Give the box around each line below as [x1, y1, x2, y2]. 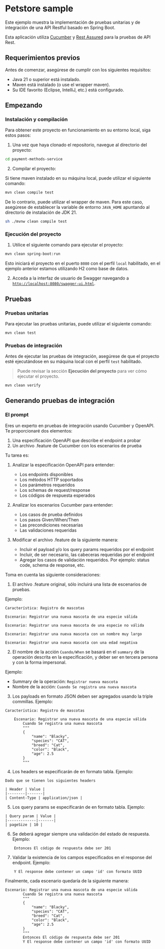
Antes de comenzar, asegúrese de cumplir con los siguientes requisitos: [5, 67, 151, 73]
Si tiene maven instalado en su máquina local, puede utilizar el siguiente [5, 175, 151, 181]
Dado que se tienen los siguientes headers [5, 778, 96, 783]
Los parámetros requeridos [19, 482, 75, 488]
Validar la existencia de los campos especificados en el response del [12, 854, 152, 860]
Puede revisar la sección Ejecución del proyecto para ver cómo [17, 368, 147, 374]
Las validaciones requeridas [19, 527, 77, 533]
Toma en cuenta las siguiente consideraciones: [5, 571, 101, 578]
